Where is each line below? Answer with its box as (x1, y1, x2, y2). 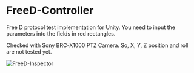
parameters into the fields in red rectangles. (6, 30, 116, 37)
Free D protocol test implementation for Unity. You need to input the (6, 24, 176, 31)
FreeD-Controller (6, 4, 94, 17)
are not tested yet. (6, 48, 52, 55)
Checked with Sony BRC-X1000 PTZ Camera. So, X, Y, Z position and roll (6, 42, 189, 49)
